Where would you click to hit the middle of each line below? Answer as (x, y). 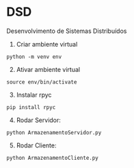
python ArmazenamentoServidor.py (54, 132)
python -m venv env (34, 57)
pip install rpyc (31, 107)
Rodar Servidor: (38, 120)
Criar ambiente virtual (47, 44)
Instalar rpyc (34, 95)
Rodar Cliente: (36, 145)
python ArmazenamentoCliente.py (52, 158)
